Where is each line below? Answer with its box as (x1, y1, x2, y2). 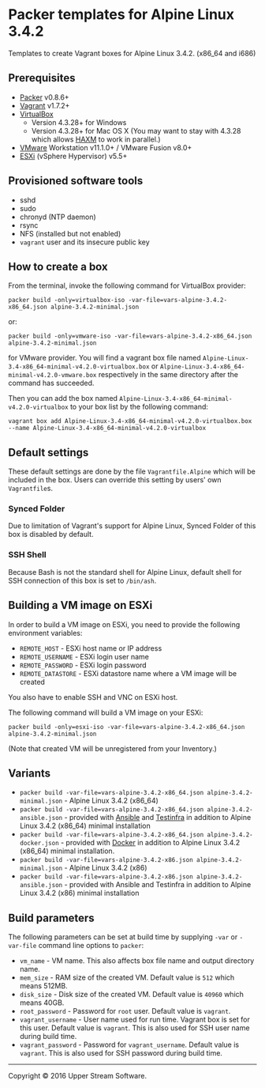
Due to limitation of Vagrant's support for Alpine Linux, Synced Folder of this (8, 521, 256, 531)
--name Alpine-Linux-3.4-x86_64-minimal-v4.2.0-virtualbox (8, 425, 207, 433)
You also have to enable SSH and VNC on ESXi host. (8, 692, 178, 701)
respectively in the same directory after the (98, 370, 239, 380)
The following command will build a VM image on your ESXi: (8, 708, 203, 717)
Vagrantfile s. (8, 484, 54, 493)
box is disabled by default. (8, 530, 94, 539)
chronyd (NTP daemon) (19, 212, 96, 221)
